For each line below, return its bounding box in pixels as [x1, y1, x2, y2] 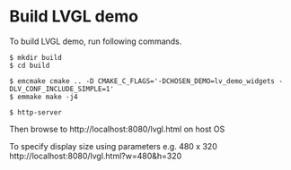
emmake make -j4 [17, 92, 78, 101]
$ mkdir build [9, 53, 63, 62]
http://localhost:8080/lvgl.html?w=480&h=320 [9, 150, 182, 161]
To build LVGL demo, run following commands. [9, 36, 182, 47]
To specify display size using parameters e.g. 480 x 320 [9, 140, 217, 151]
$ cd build [9, 61, 50, 70]
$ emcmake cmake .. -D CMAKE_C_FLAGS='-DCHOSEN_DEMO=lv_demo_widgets [9, 76, 276, 86]
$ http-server [9, 107, 63, 117]
